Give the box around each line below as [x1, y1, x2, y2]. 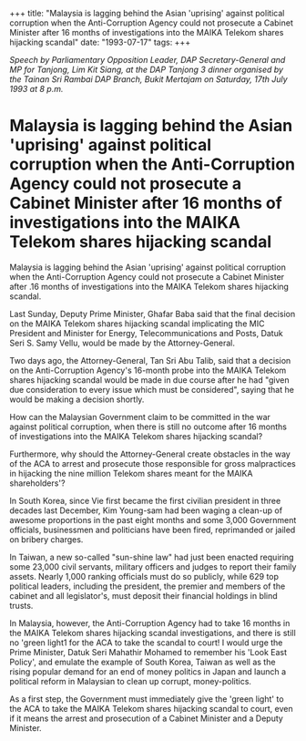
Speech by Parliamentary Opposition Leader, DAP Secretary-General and [9, 55, 286, 65]
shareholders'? [9, 478, 66, 489]
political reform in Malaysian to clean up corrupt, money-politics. [9, 675, 252, 686]
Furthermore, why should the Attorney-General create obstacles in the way [9, 448, 291, 459]
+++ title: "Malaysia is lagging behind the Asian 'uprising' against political [9, 8, 285, 18]
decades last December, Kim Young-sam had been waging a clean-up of [9, 505, 283, 516]
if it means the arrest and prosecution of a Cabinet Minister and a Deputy [9, 713, 284, 724]
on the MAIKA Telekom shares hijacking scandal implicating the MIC [9, 318, 265, 329]
